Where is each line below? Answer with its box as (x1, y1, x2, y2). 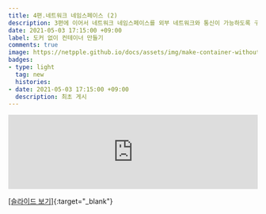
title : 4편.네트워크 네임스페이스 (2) (8, 11, 118, 20)
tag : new (15, 71, 44, 78)
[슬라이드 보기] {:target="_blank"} (8, 197, 113, 206)
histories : (15, 78, 51, 86)
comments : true (8, 41, 59, 49)
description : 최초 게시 (15, 93, 87, 101)
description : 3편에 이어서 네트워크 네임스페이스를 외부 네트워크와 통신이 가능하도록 (8, 19, 251, 27)
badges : (8, 56, 34, 64)
